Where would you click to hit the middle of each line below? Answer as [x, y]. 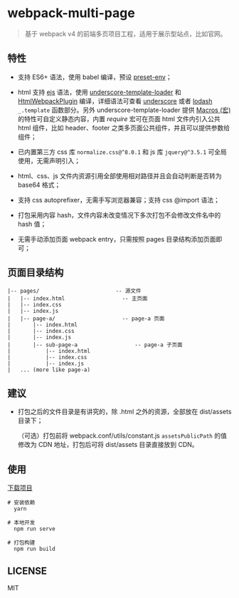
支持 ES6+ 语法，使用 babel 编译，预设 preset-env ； [95, 77]
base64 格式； [39, 185]
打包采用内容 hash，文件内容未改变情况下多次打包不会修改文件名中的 [119, 215]
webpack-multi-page [71, 13]
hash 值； [32, 224]
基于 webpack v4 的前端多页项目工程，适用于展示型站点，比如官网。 [126, 33]
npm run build [34, 549]
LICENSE [27, 571]
